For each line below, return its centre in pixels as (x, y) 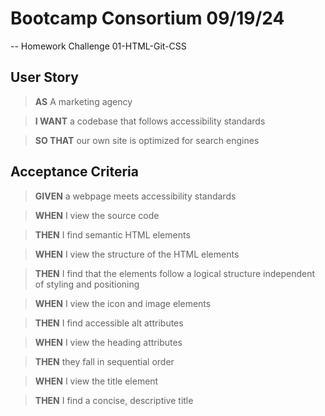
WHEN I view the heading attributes (108, 342)
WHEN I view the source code (97, 215)
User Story (44, 77)
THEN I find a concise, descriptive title (114, 400)
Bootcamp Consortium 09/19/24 (147, 18)
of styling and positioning (87, 284)
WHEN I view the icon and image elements (123, 303)
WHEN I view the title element (96, 381)
